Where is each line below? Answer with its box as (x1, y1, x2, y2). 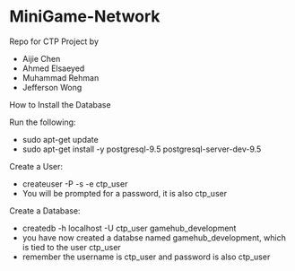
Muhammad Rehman (22, 72, 100, 83)
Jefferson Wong (22, 82, 82, 92)
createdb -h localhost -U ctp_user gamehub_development (22, 223, 237, 233)
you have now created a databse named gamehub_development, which (22, 232, 287, 243)
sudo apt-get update (22, 134, 99, 144)
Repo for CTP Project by (9, 36, 99, 47)
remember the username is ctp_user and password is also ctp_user (22, 251, 271, 262)
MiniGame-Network (9, 6, 161, 27)
